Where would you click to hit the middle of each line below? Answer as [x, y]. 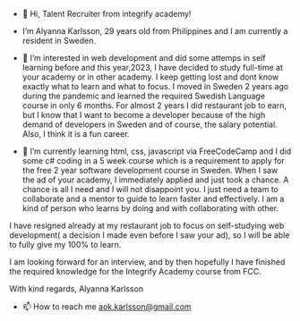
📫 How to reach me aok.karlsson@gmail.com [107, 307]
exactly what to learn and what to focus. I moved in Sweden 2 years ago [155, 86]
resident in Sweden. [59, 41]
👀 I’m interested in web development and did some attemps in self [144, 58]
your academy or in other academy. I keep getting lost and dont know [150, 77]
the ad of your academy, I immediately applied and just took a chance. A [155, 180]
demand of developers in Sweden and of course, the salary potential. [150, 124]
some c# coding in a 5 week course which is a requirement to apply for [153, 160]
